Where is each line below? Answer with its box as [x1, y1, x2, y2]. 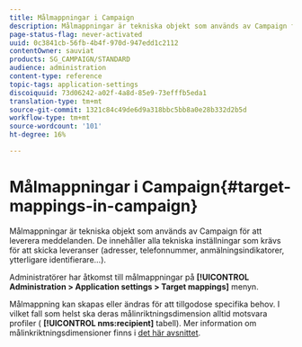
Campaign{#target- [141, 177, 292, 198]
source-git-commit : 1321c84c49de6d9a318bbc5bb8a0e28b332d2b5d [9, 105, 247, 114]
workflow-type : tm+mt [9, 113, 91, 122]
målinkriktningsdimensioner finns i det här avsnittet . [9, 327, 201, 338]
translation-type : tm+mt [9, 96, 102, 106]
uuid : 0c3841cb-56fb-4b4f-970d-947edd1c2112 [9, 38, 179, 48]
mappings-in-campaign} [9, 196, 199, 217]
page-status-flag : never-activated [9, 30, 143, 39]
